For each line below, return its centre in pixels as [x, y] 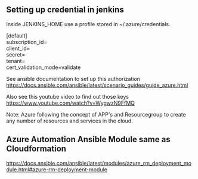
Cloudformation [36, 149]
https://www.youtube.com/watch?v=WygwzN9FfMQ [71, 103]
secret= [16, 54]
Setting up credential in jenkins [65, 10]
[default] [17, 36]
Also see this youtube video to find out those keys [68, 96]
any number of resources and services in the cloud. [69, 121]
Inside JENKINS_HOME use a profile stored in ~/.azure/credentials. [89, 24]
